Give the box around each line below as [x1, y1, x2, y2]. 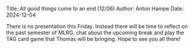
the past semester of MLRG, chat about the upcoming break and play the [6, 29, 185, 36]
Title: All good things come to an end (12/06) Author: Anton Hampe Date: [6, 5, 184, 12]
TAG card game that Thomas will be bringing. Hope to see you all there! [6, 36, 181, 42]
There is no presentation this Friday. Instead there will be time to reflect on [6, 23, 188, 30]
